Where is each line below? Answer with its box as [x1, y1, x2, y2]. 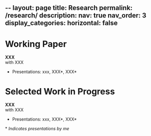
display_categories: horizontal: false [5, 19, 118, 27]
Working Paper [5, 38, 67, 49]
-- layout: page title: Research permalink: [5, 4, 133, 12]
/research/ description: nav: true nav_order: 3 [5, 12, 147, 20]
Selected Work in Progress [5, 86, 115, 97]
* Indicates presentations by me [5, 126, 70, 132]
